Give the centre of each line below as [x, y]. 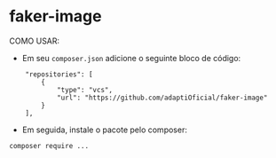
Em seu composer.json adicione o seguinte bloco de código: [131, 58]
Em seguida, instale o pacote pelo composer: [105, 130]
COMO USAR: [35, 41]
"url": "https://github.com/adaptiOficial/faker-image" [162, 98]
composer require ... [49, 146]
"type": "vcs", [85, 90]
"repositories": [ [59, 74]
